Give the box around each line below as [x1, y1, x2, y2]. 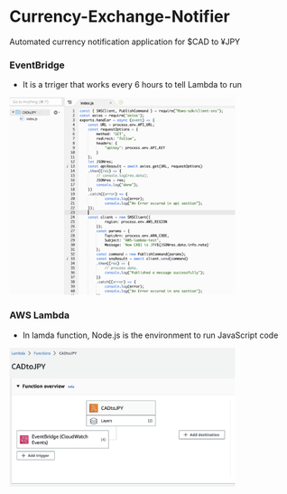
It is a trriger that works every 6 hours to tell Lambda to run [22, 79, 242, 90]
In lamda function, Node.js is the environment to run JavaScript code [22, 330, 279, 340]
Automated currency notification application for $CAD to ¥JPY [9, 36, 241, 47]
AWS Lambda [9, 309, 70, 322]
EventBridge [9, 59, 65, 71]
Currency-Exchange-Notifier [9, 6, 230, 27]
